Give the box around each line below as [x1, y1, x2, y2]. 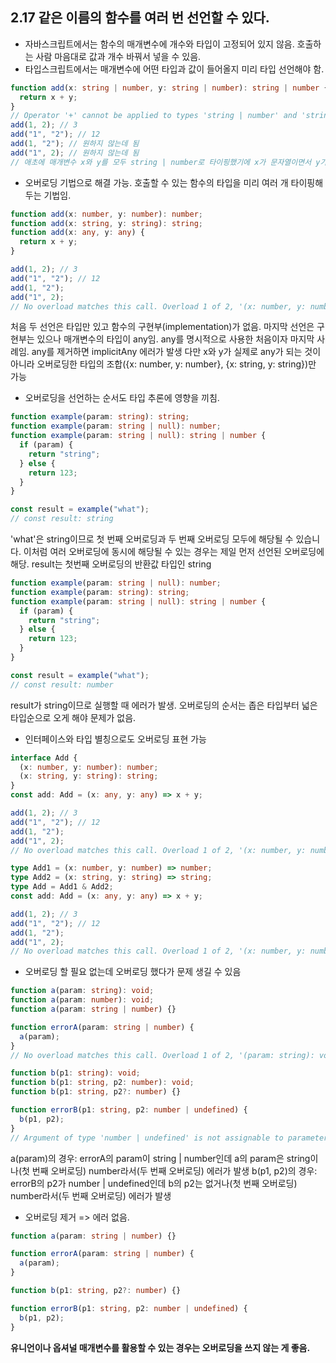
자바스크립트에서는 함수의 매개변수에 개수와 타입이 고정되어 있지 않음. [24, 38, 295, 50]
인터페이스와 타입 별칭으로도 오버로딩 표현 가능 [24, 733, 207, 745]
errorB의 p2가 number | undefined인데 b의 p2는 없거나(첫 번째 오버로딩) [10, 1177, 298, 1189]
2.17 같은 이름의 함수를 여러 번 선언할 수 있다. [10, 9, 270, 27]
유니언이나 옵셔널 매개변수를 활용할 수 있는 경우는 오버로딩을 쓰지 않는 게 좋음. [10, 1341, 311, 1353]
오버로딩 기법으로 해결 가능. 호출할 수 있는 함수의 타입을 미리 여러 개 [24, 176, 289, 188]
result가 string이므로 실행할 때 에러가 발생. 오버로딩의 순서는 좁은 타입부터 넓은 [10, 699, 318, 711]
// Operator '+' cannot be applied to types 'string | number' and [10, 111, 298, 121]
